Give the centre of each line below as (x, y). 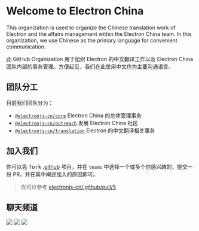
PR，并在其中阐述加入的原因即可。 (56, 174)
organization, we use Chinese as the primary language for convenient (92, 40)
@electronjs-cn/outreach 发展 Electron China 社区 (76, 123)
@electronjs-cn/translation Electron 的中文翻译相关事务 (85, 130)
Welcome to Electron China (75, 11)
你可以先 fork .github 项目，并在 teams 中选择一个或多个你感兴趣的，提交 (97, 166)
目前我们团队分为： (30, 102)
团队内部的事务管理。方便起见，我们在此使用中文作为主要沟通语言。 (90, 66)
